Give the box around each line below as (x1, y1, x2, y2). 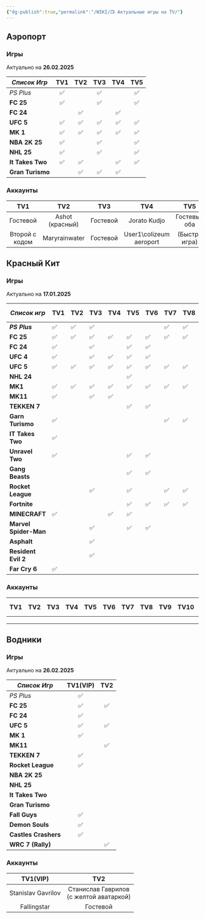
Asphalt (9, 537, 33, 546)
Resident (9, 547, 36, 556)
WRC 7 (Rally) (9, 840, 51, 849)
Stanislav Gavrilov (9, 888, 61, 897)
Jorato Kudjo (128, 216, 165, 225)
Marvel (9, 520, 31, 528)
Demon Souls (9, 821, 49, 829)
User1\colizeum (124, 230, 170, 238)
